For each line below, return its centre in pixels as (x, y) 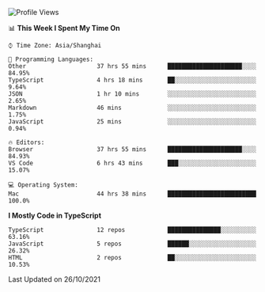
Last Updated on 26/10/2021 (55, 279)
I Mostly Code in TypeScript (55, 215)
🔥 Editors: (26, 142)
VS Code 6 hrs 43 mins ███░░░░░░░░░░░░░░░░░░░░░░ (132, 163)
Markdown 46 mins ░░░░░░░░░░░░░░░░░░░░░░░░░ (132, 108)
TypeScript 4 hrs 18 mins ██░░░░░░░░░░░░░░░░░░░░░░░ (132, 80)
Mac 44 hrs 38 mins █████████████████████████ (132, 194)
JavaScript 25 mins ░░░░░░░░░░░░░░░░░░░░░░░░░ (132, 122)
